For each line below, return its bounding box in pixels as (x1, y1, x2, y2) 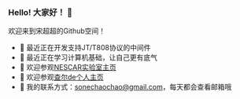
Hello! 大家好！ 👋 (8, 6, 73, 17)
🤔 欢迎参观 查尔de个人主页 (19, 72, 104, 82)
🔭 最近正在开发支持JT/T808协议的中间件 (19, 43, 151, 53)
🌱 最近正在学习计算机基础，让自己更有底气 (19, 53, 157, 62)
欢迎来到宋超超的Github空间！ (8, 26, 106, 36)
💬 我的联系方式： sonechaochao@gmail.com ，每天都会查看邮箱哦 (19, 82, 232, 92)
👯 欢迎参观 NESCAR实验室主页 (19, 63, 116, 72)
